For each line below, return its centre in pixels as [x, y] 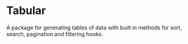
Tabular [26, 11]
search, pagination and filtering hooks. [55, 34]
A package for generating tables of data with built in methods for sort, [94, 28]
